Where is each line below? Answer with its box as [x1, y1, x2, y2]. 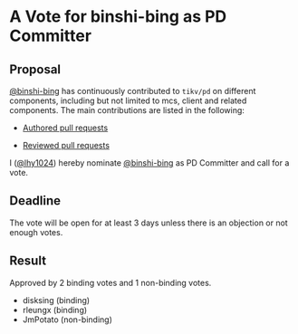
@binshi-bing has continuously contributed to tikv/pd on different [9, 86, 256, 96]
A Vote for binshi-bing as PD [9, 6, 227, 27]
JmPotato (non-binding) [22, 314, 113, 325]
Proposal [9, 62, 62, 77]
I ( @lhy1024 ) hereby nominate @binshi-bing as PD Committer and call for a [9, 157, 290, 168]
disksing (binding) [22, 294, 91, 305]
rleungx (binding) [22, 304, 88, 315]
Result [9, 253, 47, 269]
